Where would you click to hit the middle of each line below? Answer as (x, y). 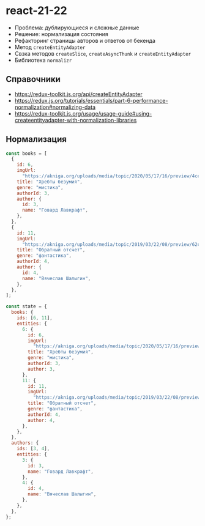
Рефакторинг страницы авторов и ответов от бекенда (85, 40)
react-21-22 (37, 11)
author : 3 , (42, 369)
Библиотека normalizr (43, 60)
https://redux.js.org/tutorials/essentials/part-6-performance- (91, 100)
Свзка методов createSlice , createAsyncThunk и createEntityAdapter (102, 53)
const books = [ (26, 154)
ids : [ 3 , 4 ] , (33, 449)
